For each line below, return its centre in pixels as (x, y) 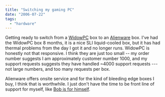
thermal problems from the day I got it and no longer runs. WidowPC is (78, 48)
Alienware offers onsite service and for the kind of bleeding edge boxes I (80, 79)
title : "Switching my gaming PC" (40, 10)
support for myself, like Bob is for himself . (48, 89)
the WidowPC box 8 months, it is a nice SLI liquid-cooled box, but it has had (83, 43)
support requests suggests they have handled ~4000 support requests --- (82, 64)
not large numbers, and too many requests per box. (58, 69)
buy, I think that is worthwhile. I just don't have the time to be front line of (80, 84)
